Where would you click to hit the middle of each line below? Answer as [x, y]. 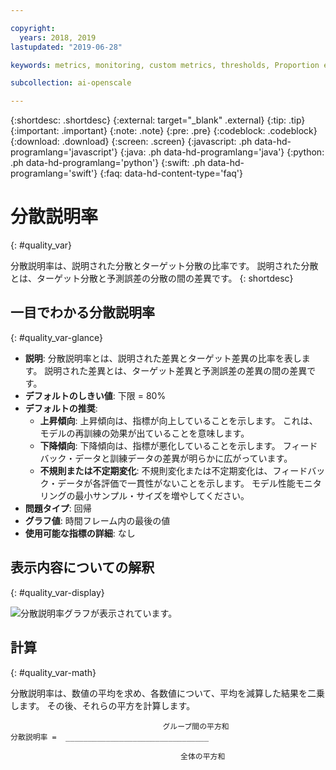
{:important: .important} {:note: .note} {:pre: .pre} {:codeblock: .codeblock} [164, 131]
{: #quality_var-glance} [57, 337]
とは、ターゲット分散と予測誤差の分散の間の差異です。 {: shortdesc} [152, 278]
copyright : [33, 28]
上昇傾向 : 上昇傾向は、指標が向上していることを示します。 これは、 [178, 420]
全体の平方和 [203, 756]
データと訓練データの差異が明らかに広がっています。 [183, 458]
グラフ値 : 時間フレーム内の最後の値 [97, 520]
